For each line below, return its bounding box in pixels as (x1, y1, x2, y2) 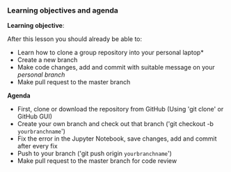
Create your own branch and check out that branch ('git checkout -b (17, 120, 214, 128)
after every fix (17, 142, 58, 150)
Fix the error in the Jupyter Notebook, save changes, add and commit (17, 134, 217, 143)
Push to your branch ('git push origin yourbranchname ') (17, 149, 173, 158)
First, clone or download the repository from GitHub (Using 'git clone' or (17, 105, 224, 114)
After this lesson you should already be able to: (7, 35, 143, 43)
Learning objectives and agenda (7, 6, 118, 15)
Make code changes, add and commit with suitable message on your (17, 63, 215, 72)
